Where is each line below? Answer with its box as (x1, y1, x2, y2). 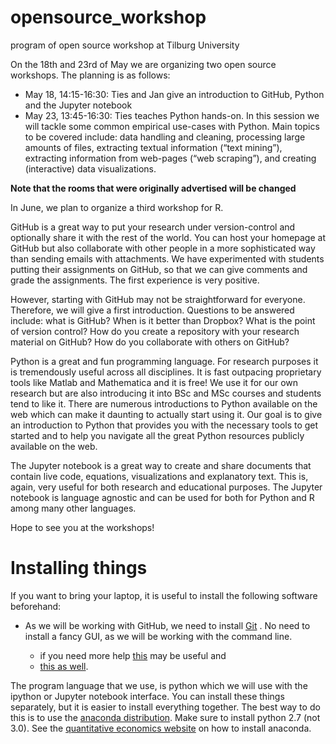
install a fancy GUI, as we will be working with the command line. (24, 630, 293, 642)
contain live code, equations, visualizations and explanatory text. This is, (10, 470, 309, 482)
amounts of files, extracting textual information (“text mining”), (24, 141, 283, 153)
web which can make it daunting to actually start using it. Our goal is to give (10, 408, 323, 420)
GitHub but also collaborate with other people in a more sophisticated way (10, 242, 316, 254)
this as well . (39, 660, 89, 672)
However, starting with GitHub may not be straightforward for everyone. (10, 293, 306, 305)
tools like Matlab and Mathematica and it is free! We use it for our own (10, 376, 299, 388)
